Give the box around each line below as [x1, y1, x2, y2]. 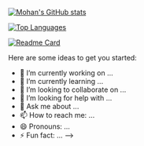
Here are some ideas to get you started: [8, 53, 138, 62]
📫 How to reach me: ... [19, 111, 95, 119]
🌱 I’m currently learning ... [19, 77, 104, 86]
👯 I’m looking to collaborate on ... [19, 85, 127, 94]
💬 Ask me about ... [19, 102, 79, 111]
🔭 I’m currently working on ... [19, 68, 113, 78]
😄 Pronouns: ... [19, 122, 71, 131]
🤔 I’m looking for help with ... [19, 93, 113, 102]
